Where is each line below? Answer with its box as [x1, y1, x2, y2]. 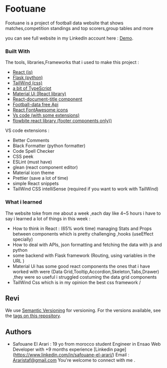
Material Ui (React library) [12, 91, 67, 97]
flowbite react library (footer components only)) [12, 118, 112, 124]
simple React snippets [12, 181, 59, 187]
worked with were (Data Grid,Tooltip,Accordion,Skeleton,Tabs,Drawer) [12, 269, 159, 275]
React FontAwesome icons [12, 107, 68, 113]
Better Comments [12, 138, 50, 144]
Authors [5, 327, 32, 336]
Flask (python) [12, 75, 43, 81]
